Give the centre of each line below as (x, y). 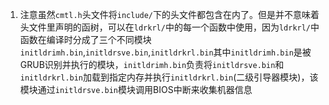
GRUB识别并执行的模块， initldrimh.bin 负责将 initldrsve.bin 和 (152, 64)
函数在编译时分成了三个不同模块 (85, 39)
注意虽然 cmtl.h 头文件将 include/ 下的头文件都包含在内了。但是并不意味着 (169, 14)
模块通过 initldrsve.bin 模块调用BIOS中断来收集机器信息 (136, 89)
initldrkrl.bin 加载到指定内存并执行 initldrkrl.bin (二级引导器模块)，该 (169, 77)
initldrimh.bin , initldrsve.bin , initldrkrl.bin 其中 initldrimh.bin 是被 (165, 52)
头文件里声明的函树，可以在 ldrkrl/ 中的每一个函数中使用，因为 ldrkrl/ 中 (169, 27)
